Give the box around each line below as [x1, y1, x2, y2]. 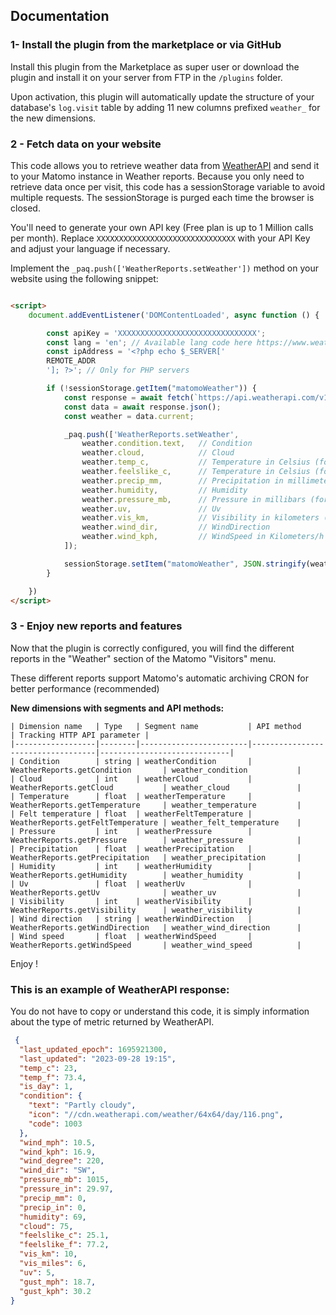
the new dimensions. [10, 112, 97, 124]
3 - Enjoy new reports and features [10, 619, 183, 633]
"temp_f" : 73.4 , [19, 1072, 87, 1083]
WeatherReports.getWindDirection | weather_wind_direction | [10, 922, 302, 933]
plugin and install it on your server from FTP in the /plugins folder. [10, 71, 283, 83]
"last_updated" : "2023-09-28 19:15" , [19, 1054, 177, 1064]
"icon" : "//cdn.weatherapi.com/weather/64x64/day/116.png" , [28, 1110, 284, 1120]
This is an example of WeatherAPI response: [10, 982, 230, 996]
